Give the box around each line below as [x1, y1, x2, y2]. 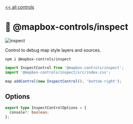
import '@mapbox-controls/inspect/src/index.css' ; [5, 70, 111, 75]
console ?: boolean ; [9, 110, 50, 115]
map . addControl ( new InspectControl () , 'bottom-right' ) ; [5, 79, 122, 84]
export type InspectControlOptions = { [5, 105, 87, 110]
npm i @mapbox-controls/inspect [5, 57, 71, 62]
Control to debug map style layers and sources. [5, 47, 102, 53]
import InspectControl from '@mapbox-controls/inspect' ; [5, 65, 124, 70]
